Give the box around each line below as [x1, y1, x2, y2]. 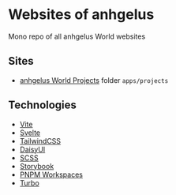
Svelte [19, 128, 41, 137]
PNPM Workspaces [19, 170, 83, 179]
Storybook [19, 161, 54, 171]
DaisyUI [19, 144, 46, 154]
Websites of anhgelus [8, 6, 155, 24]
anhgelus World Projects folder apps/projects [19, 75, 169, 84]
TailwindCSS [19, 136, 62, 145]
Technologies [8, 99, 77, 112]
